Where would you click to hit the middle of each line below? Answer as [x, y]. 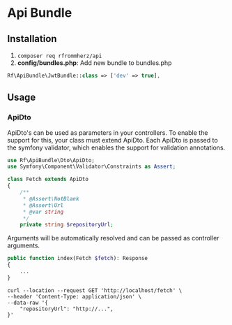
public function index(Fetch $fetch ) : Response [78, 259]
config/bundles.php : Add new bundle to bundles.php [94, 63]
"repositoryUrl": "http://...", [67, 309]
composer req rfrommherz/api [60, 56]
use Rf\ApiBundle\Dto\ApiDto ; [51, 160]
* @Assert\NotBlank [51, 198]
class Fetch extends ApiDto [48, 180]
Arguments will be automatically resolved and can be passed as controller [113, 238]
